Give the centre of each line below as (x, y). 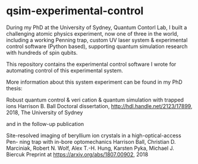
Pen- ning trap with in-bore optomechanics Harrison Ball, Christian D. (91, 141)
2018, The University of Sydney (45, 112)
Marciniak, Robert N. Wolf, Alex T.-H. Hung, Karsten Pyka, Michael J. (90, 148)
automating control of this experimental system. (65, 70)
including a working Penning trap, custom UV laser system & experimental (97, 40)
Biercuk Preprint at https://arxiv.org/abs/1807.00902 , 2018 (77, 154)
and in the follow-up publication (45, 124)
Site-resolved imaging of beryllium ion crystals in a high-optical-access (94, 135)
